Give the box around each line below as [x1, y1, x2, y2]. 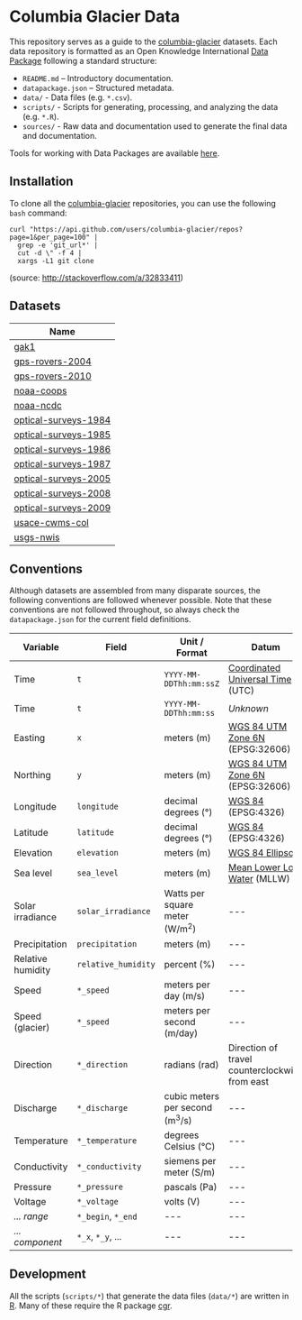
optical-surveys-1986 [13, 443, 111, 455]
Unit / [179, 636, 204, 648]
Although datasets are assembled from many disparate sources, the [9, 585, 261, 596]
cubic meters [164, 1089, 220, 1102]
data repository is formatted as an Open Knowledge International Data [9, 45, 269, 56]
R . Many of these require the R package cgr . [9, 1300, 173, 1311]
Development [9, 1267, 87, 1282]
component [13, 1236, 63, 1249]
